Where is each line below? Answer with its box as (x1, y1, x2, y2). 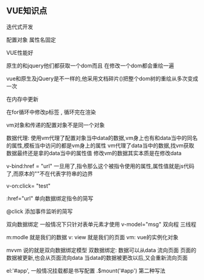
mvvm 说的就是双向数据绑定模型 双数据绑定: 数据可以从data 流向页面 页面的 (6, 246, 197, 254)
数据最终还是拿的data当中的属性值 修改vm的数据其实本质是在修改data (6, 149, 181, 156)
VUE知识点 (6, 5, 47, 16)
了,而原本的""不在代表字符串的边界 (6, 170, 93, 177)
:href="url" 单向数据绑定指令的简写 (6, 194, 94, 202)
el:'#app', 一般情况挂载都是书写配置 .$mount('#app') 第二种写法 (6, 267, 166, 274)
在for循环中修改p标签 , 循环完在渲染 (6, 108, 96, 116)
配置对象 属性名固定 (6, 36, 56, 43)
